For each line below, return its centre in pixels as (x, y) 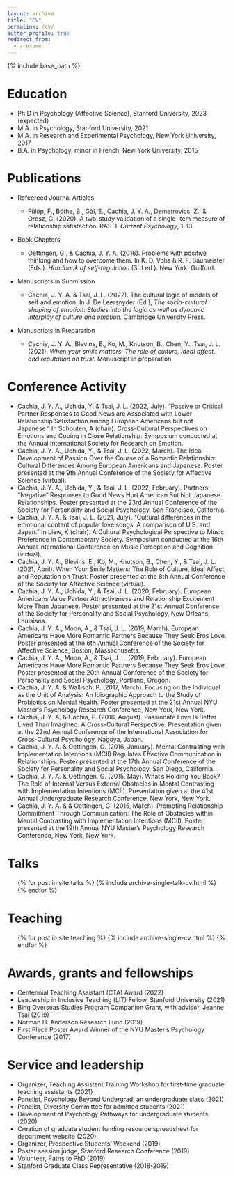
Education (37, 94)
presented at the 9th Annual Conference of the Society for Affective (114, 473)
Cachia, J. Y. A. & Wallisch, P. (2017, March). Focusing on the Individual (119, 687)
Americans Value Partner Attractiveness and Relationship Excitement (116, 598)
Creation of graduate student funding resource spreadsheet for (108, 1128)
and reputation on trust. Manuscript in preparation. (101, 359)
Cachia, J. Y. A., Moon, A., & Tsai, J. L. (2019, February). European (112, 657)
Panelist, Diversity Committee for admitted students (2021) (101, 1106)
